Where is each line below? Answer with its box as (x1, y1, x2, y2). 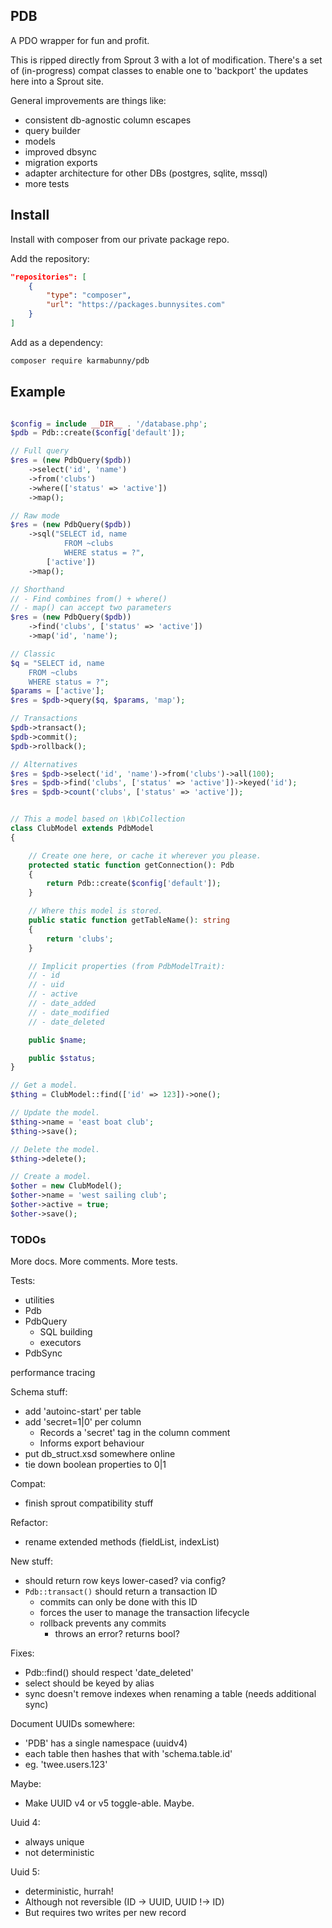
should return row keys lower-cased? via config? (24, 1575, 227, 1587)
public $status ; (28, 1053, 97, 1063)
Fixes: (10, 1647, 35, 1659)
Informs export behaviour (39, 1437, 145, 1449)
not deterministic (24, 1847, 95, 1859)
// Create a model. (10, 1172, 92, 1182)
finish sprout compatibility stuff (24, 1497, 154, 1509)
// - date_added (28, 999, 97, 1009)
